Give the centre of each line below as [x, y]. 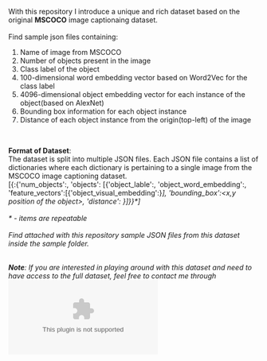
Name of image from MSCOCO [71, 52]
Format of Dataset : [40, 151]
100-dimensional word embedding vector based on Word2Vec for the [133, 78]
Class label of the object [59, 69]
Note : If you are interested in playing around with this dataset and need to [130, 267]
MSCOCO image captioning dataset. [68, 176]
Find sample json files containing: [63, 37]
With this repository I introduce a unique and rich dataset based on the [124, 12]
